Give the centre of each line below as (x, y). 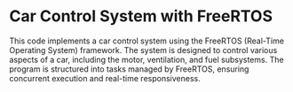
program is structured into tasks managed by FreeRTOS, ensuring (129, 69)
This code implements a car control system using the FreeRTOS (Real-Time (146, 41)
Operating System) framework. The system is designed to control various (143, 50)
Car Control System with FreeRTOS (141, 16)
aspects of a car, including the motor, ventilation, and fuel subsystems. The (146, 59)
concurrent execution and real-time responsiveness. (105, 78)
